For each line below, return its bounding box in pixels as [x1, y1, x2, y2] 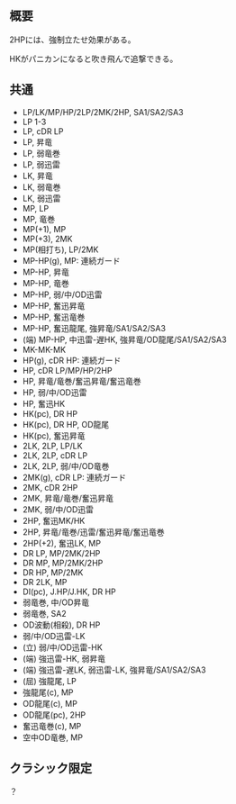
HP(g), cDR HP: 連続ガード [22, 355, 122, 366]
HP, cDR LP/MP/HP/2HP [22, 365, 113, 375]
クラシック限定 [9, 761, 93, 776]
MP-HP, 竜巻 [22, 277, 69, 288]
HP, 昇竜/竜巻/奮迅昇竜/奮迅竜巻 [22, 375, 141, 386]
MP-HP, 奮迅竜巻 [22, 312, 86, 322]
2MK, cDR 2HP [22, 482, 78, 492]
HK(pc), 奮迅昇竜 [22, 430, 86, 441]
